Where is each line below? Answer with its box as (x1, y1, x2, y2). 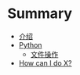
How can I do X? (18, 58, 72, 67)
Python (18, 40, 42, 49)
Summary (7, 5, 72, 23)
